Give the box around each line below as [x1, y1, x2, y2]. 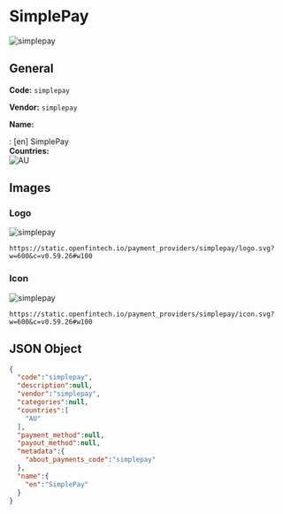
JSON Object [9, 341, 82, 357]
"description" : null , [17, 381, 93, 390]
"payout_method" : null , [17, 439, 101, 448]
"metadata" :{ [17, 447, 65, 456]
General [9, 61, 55, 76]
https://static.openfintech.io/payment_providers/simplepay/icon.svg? [9, 310, 275, 318]
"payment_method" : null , [17, 431, 104, 440]
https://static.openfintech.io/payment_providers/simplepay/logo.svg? [9, 244, 275, 253]
